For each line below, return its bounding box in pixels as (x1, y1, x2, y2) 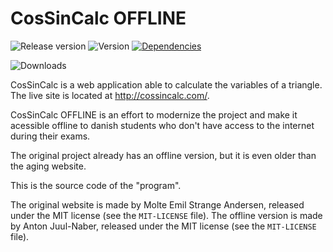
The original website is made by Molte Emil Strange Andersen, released (10, 198, 305, 211)
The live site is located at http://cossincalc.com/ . (10, 89, 210, 101)
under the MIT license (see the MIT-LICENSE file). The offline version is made (10, 209, 323, 221)
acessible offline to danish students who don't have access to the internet (10, 119, 315, 131)
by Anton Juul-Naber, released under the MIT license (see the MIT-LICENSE (10, 220, 317, 232)
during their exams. (10, 130, 91, 142)
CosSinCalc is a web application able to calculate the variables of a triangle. (10, 78, 323, 91)
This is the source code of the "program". (10, 179, 182, 191)
